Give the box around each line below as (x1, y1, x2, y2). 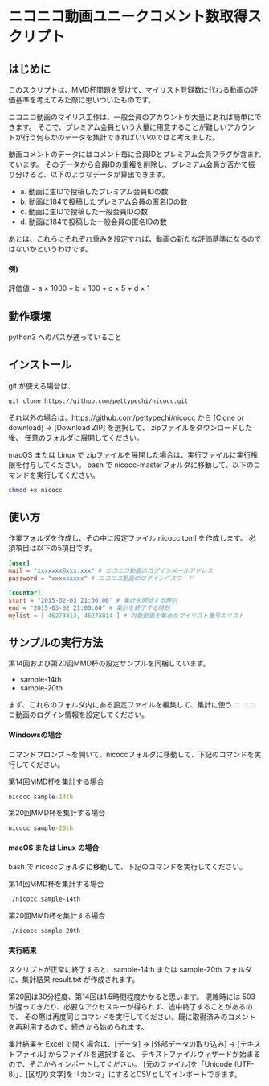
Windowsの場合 (8, 730, 62, 740)
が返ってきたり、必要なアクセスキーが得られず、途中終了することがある (8, 1002, 247, 1012)
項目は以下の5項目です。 (14, 543, 96, 553)
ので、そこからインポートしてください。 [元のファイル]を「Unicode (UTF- (8, 1059, 255, 1069)
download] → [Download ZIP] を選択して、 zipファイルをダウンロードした (8, 422, 253, 432)
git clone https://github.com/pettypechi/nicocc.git (8, 396, 189, 405)
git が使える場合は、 (8, 380, 75, 391)
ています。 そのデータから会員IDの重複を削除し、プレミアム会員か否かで (8, 160, 249, 169)
